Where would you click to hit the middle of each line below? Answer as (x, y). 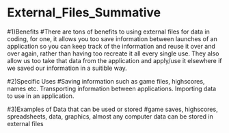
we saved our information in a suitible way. (67, 68)
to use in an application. (41, 96)
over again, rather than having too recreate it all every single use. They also (113, 53)
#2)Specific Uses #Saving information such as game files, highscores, (106, 81)
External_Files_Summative (84, 13)
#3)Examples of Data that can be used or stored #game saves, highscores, (112, 109)
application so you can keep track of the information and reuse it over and (111, 46)
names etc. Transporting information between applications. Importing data (112, 88)
